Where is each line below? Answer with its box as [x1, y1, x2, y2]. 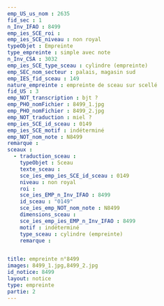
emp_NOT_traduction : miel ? [7, 114, 92, 121]
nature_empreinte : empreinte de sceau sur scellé [7, 82, 158, 89]
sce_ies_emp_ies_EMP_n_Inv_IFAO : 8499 [20, 217, 136, 224]
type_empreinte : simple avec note [7, 49, 111, 56]
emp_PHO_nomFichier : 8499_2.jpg [7, 107, 105, 114]
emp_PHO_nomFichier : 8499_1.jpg [7, 101, 105, 108]
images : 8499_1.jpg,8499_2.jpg [7, 262, 98, 269]
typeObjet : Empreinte [7, 43, 73, 49]
